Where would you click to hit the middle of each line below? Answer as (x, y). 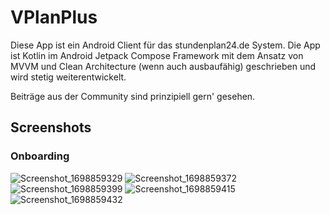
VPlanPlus (54, 17)
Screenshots (51, 127)
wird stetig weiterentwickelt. (68, 77)
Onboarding (40, 156)
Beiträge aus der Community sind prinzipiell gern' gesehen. (133, 96)
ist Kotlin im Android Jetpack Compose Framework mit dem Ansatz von (157, 55)
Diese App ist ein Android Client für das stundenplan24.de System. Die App (165, 45)
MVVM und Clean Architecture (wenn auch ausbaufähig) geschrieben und (163, 66)
